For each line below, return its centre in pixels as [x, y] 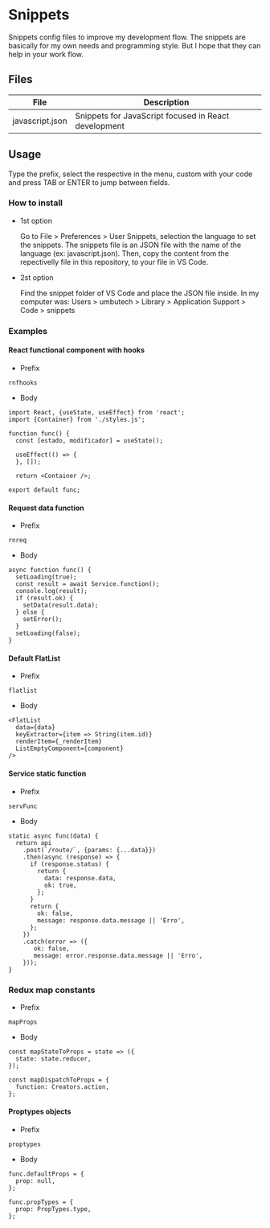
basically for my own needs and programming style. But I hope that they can [135, 45]
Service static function [47, 773]
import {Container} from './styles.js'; [77, 419]
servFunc [23, 806]
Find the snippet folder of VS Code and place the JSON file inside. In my [139, 293]
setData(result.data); [61, 605]
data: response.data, [80, 878]
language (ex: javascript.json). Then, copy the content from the [124, 253]
